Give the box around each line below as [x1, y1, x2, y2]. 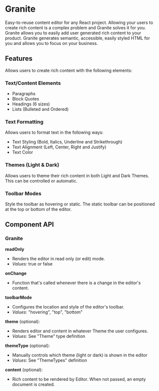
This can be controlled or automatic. [5, 178, 78, 184]
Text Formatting [5, 118, 44, 125]
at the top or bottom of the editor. [5, 206, 72, 212]
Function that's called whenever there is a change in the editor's [12, 280, 141, 286]
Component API [5, 221, 54, 229]
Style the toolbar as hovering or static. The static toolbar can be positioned [5, 201, 155, 207]
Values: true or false [12, 261, 53, 267]
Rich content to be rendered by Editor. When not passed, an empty [12, 376, 146, 382]
